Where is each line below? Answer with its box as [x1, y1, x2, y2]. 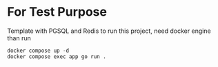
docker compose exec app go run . [7, 53, 107, 60]
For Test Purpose [7, 4, 107, 20]
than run [7, 33, 31, 42]
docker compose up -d [7, 47, 70, 54]
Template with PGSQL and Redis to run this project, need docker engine [7, 27, 212, 35]
